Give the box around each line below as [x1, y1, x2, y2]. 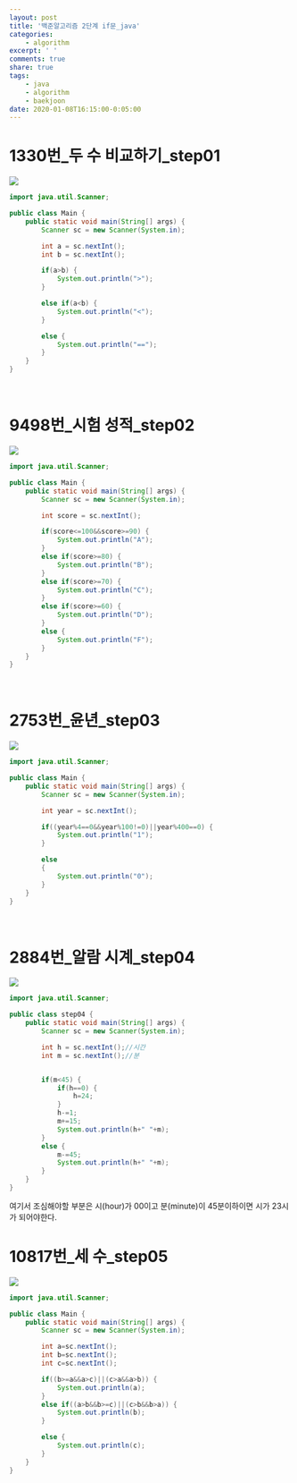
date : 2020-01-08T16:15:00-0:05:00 [9, 105, 142, 114]
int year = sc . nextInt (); [41, 806, 138, 815]
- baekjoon [25, 96, 66, 106]
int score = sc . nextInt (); [41, 511, 142, 520]
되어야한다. [18, 1211, 58, 1222]
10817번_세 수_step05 [9, 1247, 169, 1267]
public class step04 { [9, 1010, 94, 1020]
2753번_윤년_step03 [9, 710, 161, 731]
